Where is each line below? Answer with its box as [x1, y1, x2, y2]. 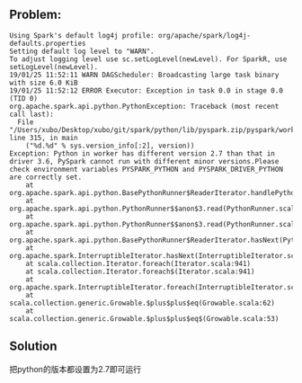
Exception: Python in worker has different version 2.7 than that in [9, 148, 276, 158]
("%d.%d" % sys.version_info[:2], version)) [25, 141, 195, 150]
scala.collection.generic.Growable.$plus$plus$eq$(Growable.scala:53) [9, 314, 280, 323]
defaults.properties [9, 39, 87, 48]
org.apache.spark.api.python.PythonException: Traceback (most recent [9, 102, 280, 111]
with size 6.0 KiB [9, 78, 78, 87]
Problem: [9, 7, 62, 22]
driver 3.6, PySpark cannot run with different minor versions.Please [9, 156, 280, 165]
